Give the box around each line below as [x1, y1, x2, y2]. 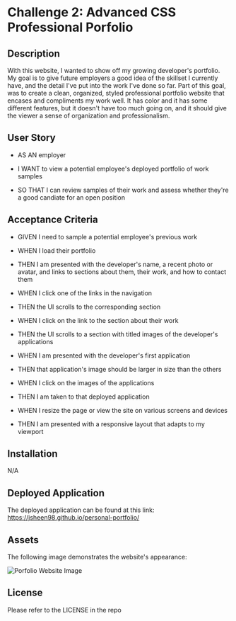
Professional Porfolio [7, 19, 134, 35]
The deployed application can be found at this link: [7, 506, 155, 514]
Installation [7, 448, 58, 460]
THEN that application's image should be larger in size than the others [17, 365, 222, 373]
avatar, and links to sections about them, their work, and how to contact [17, 267, 227, 276]
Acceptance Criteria [7, 214, 98, 226]
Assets [7, 534, 39, 546]
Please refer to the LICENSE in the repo [7, 605, 122, 614]
